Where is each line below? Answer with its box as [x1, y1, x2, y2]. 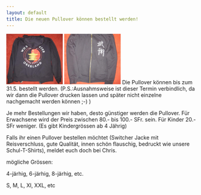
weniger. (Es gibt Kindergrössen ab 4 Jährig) [16, 122, 128, 129]
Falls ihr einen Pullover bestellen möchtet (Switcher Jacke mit [6, 134, 159, 141]
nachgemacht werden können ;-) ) [6, 97, 91, 105]
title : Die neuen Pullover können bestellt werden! [6, 16, 138, 22]
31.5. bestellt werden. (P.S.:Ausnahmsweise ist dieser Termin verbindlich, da [6, 85, 196, 92]
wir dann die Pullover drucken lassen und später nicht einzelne [6, 91, 162, 99]
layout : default [6, 10, 47, 16]
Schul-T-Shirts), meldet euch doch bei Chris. [6, 146, 117, 153]
